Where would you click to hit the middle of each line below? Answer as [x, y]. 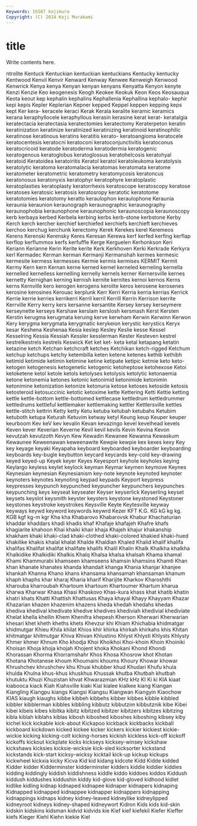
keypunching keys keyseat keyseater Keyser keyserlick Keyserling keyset [95, 492]
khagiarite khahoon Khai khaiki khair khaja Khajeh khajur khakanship [89, 530]
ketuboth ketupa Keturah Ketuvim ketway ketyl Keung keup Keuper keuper [96, 417]
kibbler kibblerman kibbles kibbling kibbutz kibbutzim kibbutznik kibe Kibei [96, 705]
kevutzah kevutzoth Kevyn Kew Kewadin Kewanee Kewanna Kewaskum [93, 436]
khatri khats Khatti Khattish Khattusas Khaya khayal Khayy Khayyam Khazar [98, 598]
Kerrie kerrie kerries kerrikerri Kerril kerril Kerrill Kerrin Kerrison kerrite [91, 299]
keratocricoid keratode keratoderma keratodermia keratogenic [81, 149]
